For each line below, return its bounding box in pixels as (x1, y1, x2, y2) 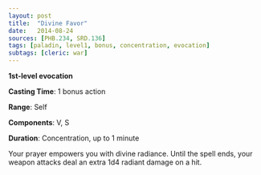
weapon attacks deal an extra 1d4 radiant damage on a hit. (8, 157, 202, 167)
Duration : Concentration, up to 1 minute (8, 133, 140, 143)
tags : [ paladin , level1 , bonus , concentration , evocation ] (8, 42, 210, 50)
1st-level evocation (8, 71, 74, 80)
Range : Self (8, 102, 47, 112)
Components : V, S (8, 118, 70, 127)
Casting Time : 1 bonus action (8, 87, 106, 96)
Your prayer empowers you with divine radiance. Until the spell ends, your (8, 149, 253, 158)
